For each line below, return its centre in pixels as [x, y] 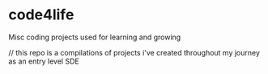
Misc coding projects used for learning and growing [95, 37]
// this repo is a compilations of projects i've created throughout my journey [134, 52]
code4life [41, 15]
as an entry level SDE [44, 61]
